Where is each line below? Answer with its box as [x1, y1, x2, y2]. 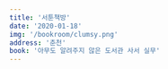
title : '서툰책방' [9, 13, 71, 22]
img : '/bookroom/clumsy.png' [9, 30, 119, 39]
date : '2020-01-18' [9, 22, 83, 30]
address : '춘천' [9, 38, 66, 47]
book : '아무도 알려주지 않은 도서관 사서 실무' [9, 47, 161, 56]
